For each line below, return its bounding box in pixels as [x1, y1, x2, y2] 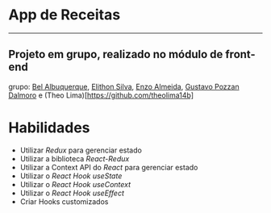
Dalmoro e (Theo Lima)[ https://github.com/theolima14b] [8, 90, 194, 100]
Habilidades [8, 119, 90, 136]
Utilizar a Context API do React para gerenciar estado [19, 162, 198, 172]
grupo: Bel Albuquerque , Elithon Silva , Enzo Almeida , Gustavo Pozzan [8, 81, 240, 91]
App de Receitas [8, 6, 121, 24]
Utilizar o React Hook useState [19, 171, 123, 181]
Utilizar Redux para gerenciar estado [19, 145, 143, 155]
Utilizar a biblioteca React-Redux [19, 153, 130, 163]
